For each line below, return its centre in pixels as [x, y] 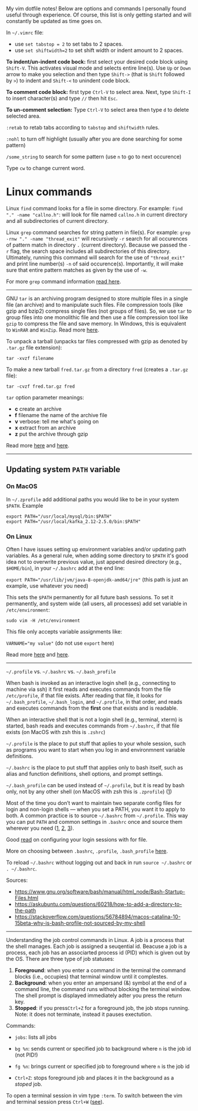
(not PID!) [26, 1055]
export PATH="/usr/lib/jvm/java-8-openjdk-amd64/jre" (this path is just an [97, 579]
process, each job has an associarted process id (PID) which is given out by [98, 952]
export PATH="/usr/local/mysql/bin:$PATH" [59, 516]
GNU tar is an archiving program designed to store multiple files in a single [97, 298]
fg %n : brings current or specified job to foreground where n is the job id [102, 1066]
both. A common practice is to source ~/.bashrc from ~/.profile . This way [97, 816]
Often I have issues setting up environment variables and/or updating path [96, 549]
